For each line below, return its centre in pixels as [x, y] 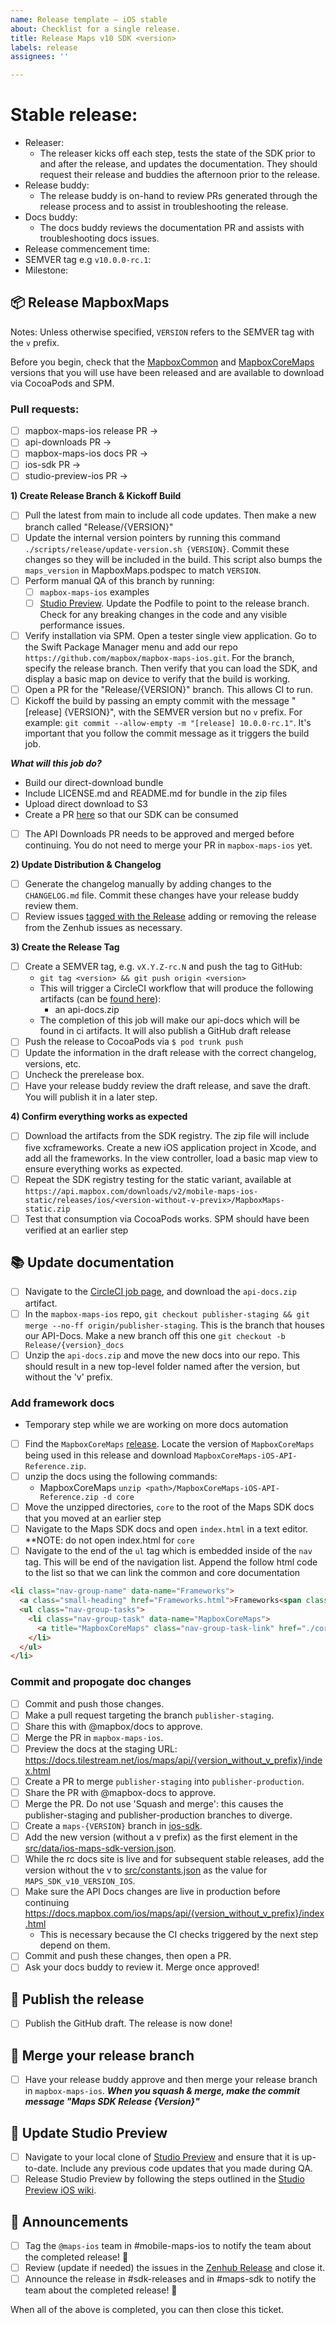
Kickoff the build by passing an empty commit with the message [157, 700]
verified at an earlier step [76, 1230]
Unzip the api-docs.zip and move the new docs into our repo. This [162, 1355]
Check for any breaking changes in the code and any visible [163, 614]
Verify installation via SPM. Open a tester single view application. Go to [171, 635]
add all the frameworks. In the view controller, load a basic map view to [171, 1158]
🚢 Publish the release [77, 1999]
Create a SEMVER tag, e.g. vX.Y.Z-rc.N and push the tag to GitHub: [163, 967]
